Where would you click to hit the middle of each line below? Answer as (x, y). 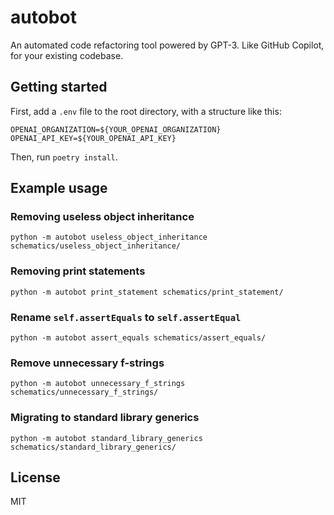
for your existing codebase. (67, 55)
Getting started (59, 87)
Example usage (59, 188)
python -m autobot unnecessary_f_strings (98, 384)
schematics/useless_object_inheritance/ (96, 246)
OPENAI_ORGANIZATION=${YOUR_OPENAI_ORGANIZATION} (116, 129)
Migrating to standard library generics (105, 418)
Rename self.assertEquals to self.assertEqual (126, 317)
